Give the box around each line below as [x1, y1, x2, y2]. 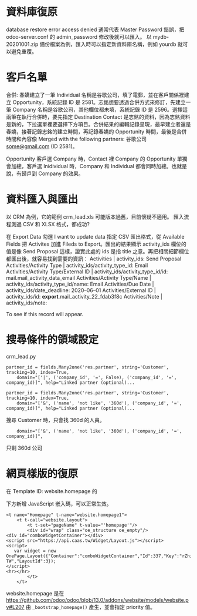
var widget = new [13, 548, 57, 554]
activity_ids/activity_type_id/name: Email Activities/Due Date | [6, 280, 154, 287]
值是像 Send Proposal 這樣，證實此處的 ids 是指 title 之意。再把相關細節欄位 [6, 247, 189, 255]
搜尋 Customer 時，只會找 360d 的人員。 [6, 416, 105, 423]
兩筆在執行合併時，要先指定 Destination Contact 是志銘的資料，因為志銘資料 [6, 113, 191, 120]
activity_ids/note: [6, 299, 47, 306]
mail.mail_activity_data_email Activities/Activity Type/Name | [6, 274, 151, 281]
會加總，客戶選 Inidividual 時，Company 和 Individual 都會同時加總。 [6, 162, 172, 169]
